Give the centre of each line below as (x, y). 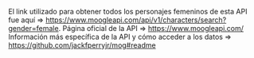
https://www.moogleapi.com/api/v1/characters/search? (136, 20)
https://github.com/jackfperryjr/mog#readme (82, 45)
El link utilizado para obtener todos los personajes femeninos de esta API (128, 12)
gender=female (33, 28)
